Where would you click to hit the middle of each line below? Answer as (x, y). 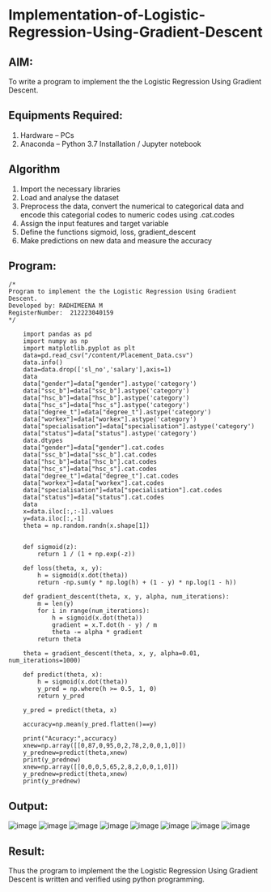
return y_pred (61, 696)
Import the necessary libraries (70, 189)
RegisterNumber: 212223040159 (61, 313)
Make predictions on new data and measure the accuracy (116, 240)
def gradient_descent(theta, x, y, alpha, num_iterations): (126, 597)
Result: (27, 851)
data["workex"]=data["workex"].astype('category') (110, 419)
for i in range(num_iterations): (94, 611)
